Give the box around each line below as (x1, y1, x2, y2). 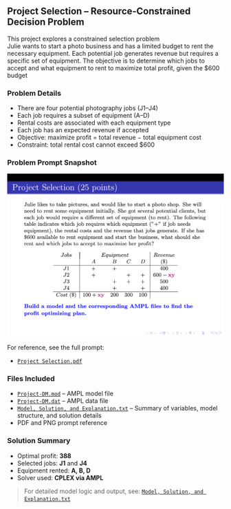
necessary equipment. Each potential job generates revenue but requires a (7, 49, 219, 57)
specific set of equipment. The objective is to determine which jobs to (7, 56, 205, 65)
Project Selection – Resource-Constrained (7, 6, 191, 17)
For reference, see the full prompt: (7, 343, 104, 351)
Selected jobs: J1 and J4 (16, 459, 87, 467)
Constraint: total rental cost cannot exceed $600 (16, 141, 155, 149)
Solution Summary (7, 436, 71, 446)
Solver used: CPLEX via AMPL (16, 473, 104, 481)
